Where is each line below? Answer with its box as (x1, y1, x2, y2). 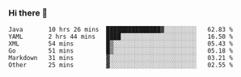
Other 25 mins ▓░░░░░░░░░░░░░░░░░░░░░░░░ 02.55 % (8, 61, 233, 70)
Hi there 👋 (8, 7, 49, 19)
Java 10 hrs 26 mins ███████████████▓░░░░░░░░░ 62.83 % (8, 26, 233, 34)
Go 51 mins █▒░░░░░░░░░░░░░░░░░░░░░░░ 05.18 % (8, 47, 233, 55)
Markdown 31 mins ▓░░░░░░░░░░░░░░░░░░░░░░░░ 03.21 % (8, 54, 233, 62)
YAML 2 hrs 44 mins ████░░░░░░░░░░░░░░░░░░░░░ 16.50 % (8, 32, 233, 41)
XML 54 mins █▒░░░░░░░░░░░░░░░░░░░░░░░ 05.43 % (8, 40, 233, 48)
